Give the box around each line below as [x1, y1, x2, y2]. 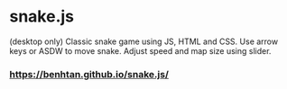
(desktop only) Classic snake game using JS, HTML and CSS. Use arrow [9, 36, 278, 47]
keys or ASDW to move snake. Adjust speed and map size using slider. [9, 45, 272, 56]
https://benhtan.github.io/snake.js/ [9, 67, 170, 80]
